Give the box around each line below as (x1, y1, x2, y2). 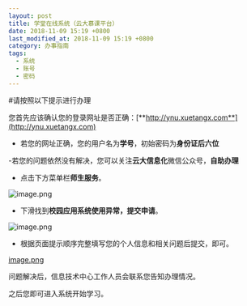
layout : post (8, 11, 53, 20)
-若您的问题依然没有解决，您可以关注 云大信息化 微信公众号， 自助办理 (8, 155, 239, 165)
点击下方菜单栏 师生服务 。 (19, 172, 106, 182)
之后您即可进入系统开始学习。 (8, 288, 108, 298)
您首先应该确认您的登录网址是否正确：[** (8, 113, 147, 122)
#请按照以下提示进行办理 (8, 95, 92, 105)
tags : (8, 49, 27, 57)
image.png (8, 254, 45, 264)
